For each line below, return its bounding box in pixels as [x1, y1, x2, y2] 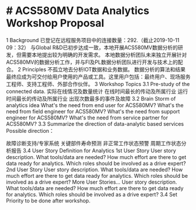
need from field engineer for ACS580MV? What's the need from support [6, 108, 180, 115]
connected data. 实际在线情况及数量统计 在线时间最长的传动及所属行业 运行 [6, 88, 188, 95]
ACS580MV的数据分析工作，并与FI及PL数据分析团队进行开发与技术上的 [6, 58, 178, 66]
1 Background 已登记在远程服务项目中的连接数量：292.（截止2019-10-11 [6, 36, 180, 43]
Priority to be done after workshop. [6, 197, 91, 204]
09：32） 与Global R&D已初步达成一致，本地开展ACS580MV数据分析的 [6, 44, 178, 51]
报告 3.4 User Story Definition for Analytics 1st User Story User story [11, 147, 177, 154]
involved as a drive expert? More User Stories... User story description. [6, 178, 177, 185]
